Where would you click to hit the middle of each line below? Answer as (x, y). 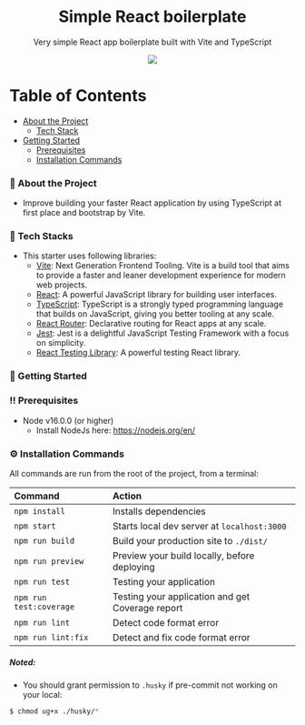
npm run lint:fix (51, 637)
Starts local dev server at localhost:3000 (199, 526)
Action (127, 496)
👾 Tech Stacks (42, 237)
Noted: (23, 662)
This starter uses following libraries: (89, 256)
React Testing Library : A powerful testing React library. (138, 353)
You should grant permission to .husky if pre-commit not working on (150, 685)
